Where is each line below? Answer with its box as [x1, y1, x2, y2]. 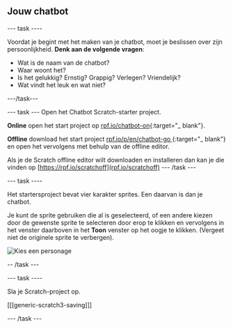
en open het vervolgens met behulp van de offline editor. [7, 142, 170, 151]
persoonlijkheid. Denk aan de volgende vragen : [7, 45, 145, 53]
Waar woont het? [17, 66, 66, 74]
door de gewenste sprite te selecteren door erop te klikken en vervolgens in [7, 218, 225, 227]
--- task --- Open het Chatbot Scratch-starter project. [7, 107, 161, 116]
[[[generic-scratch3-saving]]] [7, 300, 93, 309]
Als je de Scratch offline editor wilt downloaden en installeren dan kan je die [7, 155, 225, 164]
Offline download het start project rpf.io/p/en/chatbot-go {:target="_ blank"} [7, 135, 226, 143]
